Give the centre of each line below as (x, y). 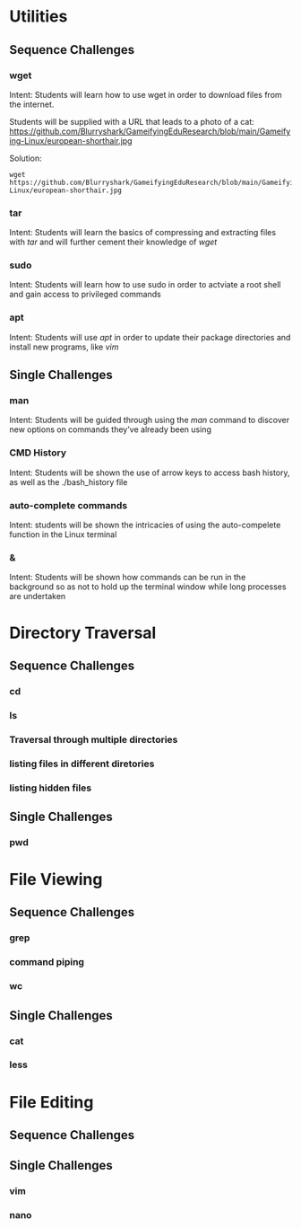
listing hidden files (51, 788)
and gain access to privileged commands (85, 295)
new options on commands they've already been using (111, 429)
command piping (47, 962)
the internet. (32, 104)
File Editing (52, 1102)
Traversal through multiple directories (94, 739)
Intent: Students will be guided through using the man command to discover (149, 420)
